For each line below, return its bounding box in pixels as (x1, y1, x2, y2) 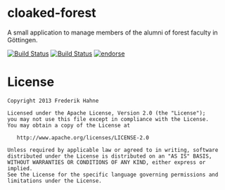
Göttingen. (7, 35, 38, 44)
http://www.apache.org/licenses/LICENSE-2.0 (16, 134, 150, 141)
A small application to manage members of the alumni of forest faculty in (7, 28, 218, 37)
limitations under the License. (7, 177, 102, 184)
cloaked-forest (7, 5, 96, 21)
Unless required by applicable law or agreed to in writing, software (7, 146, 219, 153)
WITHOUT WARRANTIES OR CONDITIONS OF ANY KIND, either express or (7, 158, 206, 166)
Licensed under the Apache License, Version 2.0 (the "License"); (7, 109, 206, 117)
